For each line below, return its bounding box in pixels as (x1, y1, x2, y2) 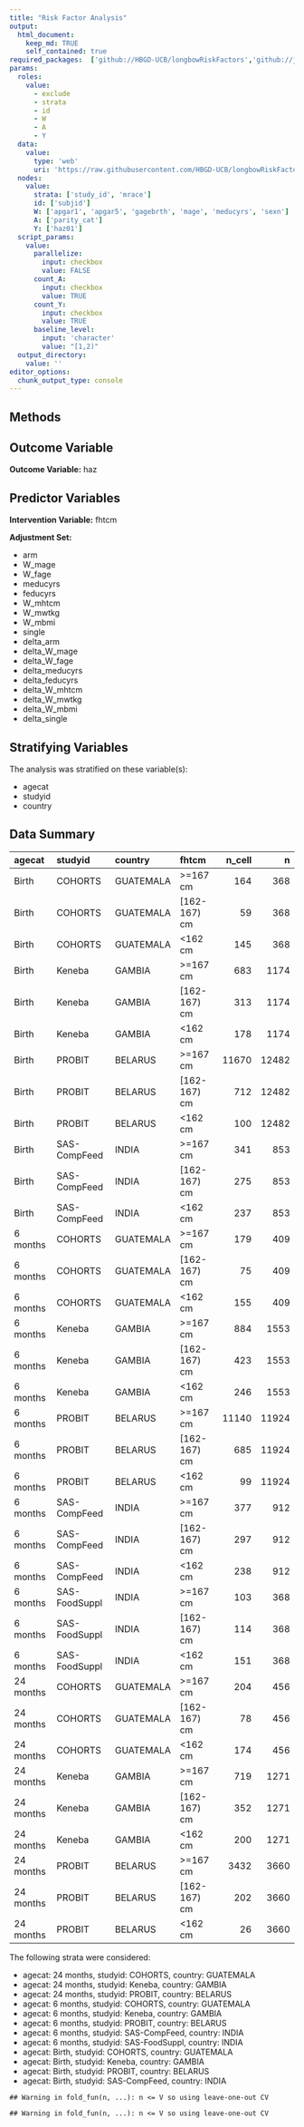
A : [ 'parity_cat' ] (33, 215, 103, 225)
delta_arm (22, 636, 61, 647)
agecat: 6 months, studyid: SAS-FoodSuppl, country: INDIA (22, 2036, 243, 2047)
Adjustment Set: (9, 532, 72, 543)
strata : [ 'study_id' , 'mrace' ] (33, 190, 152, 199)
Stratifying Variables (9, 740, 128, 755)
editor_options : (9, 367, 71, 376)
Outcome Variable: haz (9, 464, 98, 475)
